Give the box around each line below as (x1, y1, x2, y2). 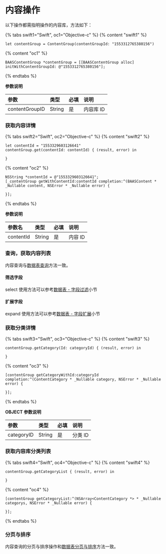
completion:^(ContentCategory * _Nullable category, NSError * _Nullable (5, 377, 162, 382)
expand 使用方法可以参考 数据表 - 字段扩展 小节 (5, 310, 100, 316)
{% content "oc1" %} (5, 50, 48, 56)
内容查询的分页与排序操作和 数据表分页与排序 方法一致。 (5, 543, 118, 550)
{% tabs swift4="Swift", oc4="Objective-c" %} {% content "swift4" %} (5, 460, 150, 465)
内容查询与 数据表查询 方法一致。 (5, 262, 71, 268)
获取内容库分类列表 (5, 448, 51, 455)
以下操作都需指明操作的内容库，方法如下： (5, 22, 92, 28)
